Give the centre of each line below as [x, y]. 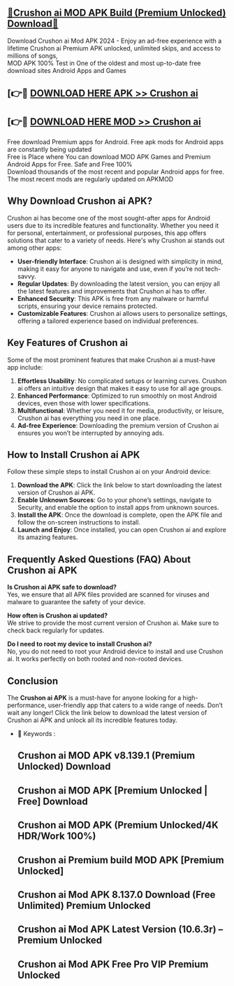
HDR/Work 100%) [57, 836]
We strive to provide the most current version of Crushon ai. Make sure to [113, 623]
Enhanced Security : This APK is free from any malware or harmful [113, 298]
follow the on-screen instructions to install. [79, 522]
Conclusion [33, 681]
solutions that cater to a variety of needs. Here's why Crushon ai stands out [116, 240]
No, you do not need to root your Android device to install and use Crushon [115, 651]
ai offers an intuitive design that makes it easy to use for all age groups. [120, 388]
